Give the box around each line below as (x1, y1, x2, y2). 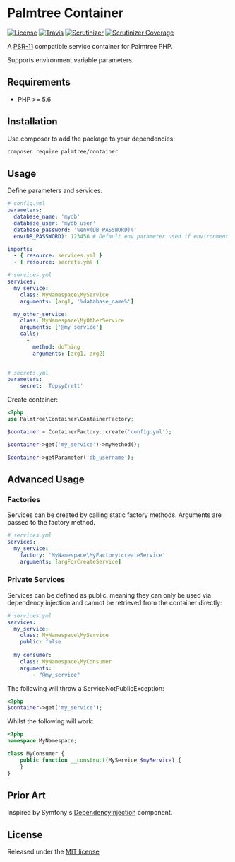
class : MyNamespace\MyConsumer (20, 658, 112, 665)
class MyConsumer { (7, 750, 65, 757)
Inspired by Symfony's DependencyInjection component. (7, 808, 173, 817)
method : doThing (32, 343, 80, 351)
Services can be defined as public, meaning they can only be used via (7, 590, 212, 599)
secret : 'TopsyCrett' (20, 383, 83, 390)
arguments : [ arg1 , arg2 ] (32, 350, 106, 357)
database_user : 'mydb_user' (13, 219, 97, 227)
